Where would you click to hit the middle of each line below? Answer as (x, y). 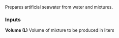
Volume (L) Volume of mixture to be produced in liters (60, 30)
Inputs (13, 19)
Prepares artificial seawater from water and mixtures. (59, 7)
